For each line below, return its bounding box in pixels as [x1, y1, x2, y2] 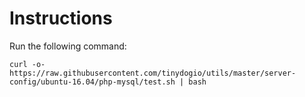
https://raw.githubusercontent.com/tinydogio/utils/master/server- [9, 68, 297, 78]
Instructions [9, 7, 113, 30]
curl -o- [9, 59, 46, 69]
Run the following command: [9, 40, 127, 52]
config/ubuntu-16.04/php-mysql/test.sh [9, 77, 176, 87]
